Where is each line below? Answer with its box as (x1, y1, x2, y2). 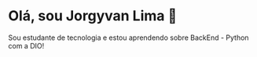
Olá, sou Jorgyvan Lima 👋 (8, 7, 178, 25)
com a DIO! (8, 41, 45, 50)
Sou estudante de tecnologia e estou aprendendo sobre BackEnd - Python (8, 33, 249, 42)
